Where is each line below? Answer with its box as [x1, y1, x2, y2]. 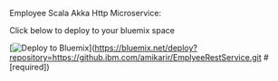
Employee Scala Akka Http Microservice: [9, 8, 161, 18]
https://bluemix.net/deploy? [94, 42, 197, 53]
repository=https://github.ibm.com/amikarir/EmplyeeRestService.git [9, 52, 262, 62]
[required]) [9, 62, 50, 72]
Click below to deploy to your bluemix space [9, 25, 175, 35]
